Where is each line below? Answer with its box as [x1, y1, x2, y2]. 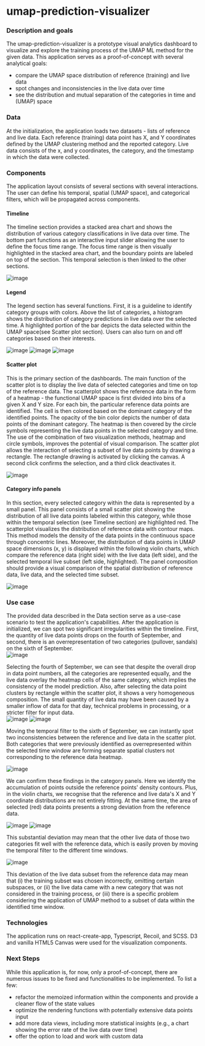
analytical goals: [6, 60, 48, 67]
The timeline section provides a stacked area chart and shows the [6, 223, 173, 231]
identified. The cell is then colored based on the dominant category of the [6, 407, 192, 414]
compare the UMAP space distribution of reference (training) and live [15, 72, 190, 79]
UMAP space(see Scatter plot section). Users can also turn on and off [6, 328, 182, 336]
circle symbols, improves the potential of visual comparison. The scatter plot [6, 439, 199, 447]
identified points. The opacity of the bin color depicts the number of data [6, 414, 190, 421]
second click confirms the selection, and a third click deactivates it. [6, 459, 176, 466]
